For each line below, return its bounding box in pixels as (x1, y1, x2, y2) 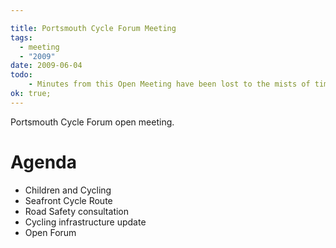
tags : (10, 32, 33, 43)
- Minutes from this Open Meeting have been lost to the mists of (28, 79, 311, 90)
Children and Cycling (24, 184, 112, 196)
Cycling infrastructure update (24, 216, 147, 228)
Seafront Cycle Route (24, 194, 113, 206)
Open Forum (24, 226, 77, 238)
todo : (10, 70, 33, 80)
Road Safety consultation (24, 205, 130, 217)
